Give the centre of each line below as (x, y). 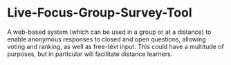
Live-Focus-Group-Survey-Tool (100, 13)
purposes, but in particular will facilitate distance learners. (90, 54)
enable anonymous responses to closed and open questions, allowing (107, 39)
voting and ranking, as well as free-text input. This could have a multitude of (116, 46)
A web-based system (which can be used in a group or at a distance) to (109, 32)
